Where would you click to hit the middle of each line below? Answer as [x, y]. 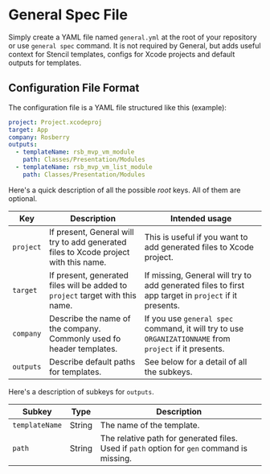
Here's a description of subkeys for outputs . [81, 391]
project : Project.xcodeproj [55, 122]
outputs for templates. [45, 63]
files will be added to [88, 285]
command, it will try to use [194, 328]
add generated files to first [194, 285]
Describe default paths [92, 361]
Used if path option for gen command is [174, 448]
